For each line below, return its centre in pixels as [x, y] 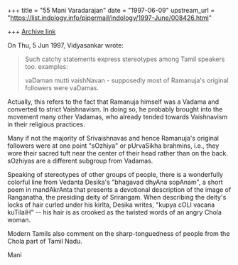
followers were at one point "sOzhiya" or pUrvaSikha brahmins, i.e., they [113, 146]
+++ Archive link [32, 32]
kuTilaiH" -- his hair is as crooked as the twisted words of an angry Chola [115, 212]
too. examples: [47, 66]
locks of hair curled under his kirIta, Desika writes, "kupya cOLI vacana [111, 205]
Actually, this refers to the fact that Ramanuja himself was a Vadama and [113, 102]
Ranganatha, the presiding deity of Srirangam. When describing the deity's [117, 197]
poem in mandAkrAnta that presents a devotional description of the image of [119, 190]
